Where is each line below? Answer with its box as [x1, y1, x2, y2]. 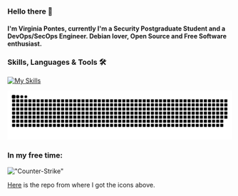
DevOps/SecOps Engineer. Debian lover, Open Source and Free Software [7, 31, 227, 40]
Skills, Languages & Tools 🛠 [7, 57, 107, 67]
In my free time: [7, 150, 63, 160]
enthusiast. [7, 39, 43, 48]
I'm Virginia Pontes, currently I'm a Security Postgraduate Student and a [7, 24, 226, 33]
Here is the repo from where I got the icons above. [7, 180, 155, 189]
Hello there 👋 [7, 6, 53, 16]
